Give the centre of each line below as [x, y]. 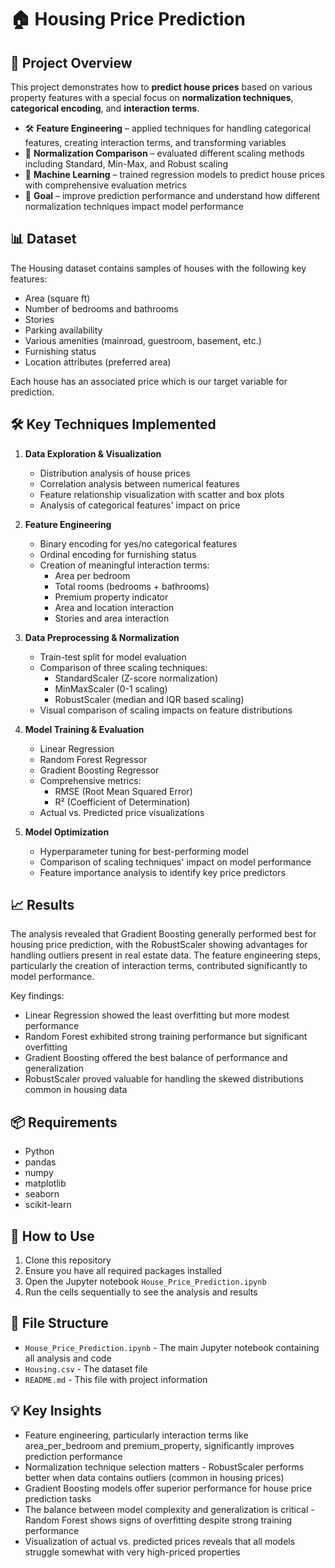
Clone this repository [68, 1260]
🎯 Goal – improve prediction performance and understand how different [172, 195]
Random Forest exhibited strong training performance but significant [166, 1037]
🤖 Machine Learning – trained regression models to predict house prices [174, 174]
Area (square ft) [57, 298]
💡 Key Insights [56, 1411]
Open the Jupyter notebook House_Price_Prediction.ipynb [145, 1282]
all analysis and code [68, 1358]
